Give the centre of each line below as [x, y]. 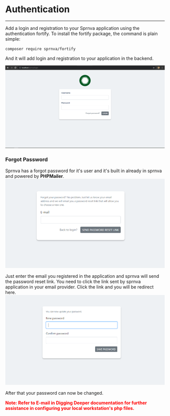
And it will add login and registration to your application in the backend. [79, 58]
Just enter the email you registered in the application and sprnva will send [82, 276]
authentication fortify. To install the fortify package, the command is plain [81, 34]
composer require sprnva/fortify [40, 49]
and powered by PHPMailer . [35, 176]
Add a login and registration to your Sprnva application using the [73, 28]
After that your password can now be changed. [54, 393]
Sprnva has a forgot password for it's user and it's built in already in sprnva [83, 171]
